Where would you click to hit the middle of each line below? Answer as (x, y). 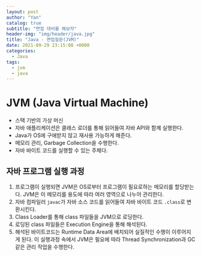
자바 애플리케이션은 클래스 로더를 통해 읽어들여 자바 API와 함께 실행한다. (99, 128)
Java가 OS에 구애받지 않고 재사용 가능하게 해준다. (73, 135)
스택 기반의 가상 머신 (39, 120)
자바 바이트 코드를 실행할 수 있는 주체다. (61, 150)
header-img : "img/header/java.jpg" (51, 34)
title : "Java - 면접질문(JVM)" (43, 40)
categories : (21, 51)
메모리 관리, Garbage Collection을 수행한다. (67, 143)
